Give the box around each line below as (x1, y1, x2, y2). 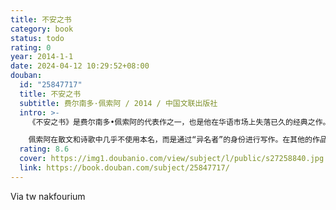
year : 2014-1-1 (10, 52, 74, 62)
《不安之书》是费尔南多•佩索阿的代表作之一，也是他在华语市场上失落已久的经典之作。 (28, 117, 331, 127)
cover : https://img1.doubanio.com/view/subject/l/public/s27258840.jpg (19, 154, 325, 164)
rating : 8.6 (19, 144, 70, 155)
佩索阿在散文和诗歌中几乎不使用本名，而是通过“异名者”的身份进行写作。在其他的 (28, 135, 313, 145)
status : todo (10, 33, 65, 43)
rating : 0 (10, 42, 52, 53)
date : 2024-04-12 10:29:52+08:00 (10, 61, 150, 71)
